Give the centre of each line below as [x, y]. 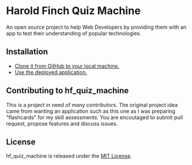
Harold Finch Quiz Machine [73, 11]
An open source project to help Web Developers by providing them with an [96, 27]
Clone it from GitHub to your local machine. [67, 66]
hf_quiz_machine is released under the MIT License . [69, 156]
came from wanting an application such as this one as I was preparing [91, 111]
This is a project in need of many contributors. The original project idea [92, 105]
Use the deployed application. [51, 72]
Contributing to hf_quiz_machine [68, 91]
